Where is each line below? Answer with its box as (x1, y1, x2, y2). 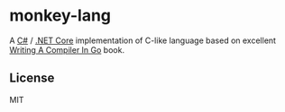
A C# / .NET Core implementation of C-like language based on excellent (9, 35, 277, 46)
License (9, 71, 55, 86)
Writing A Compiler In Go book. (9, 44, 124, 55)
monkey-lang (9, 5, 111, 26)
